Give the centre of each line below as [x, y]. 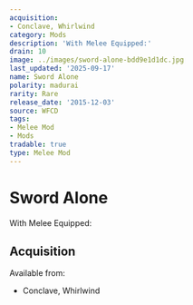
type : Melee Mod [40, 152]
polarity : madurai [44, 85]
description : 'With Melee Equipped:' [81, 43]
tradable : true [38, 144]
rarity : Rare [34, 93]
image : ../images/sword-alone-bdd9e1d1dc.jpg [96, 60]
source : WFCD [34, 111]
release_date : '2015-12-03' [63, 102]
